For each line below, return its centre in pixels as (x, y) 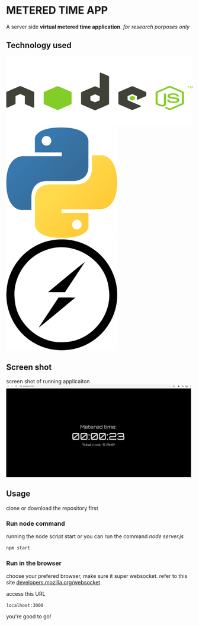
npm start (18, 548)
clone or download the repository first (52, 508)
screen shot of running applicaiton (48, 381)
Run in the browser (34, 563)
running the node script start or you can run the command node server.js (95, 536)
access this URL (26, 594)
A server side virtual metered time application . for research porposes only (98, 27)
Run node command (36, 523)
